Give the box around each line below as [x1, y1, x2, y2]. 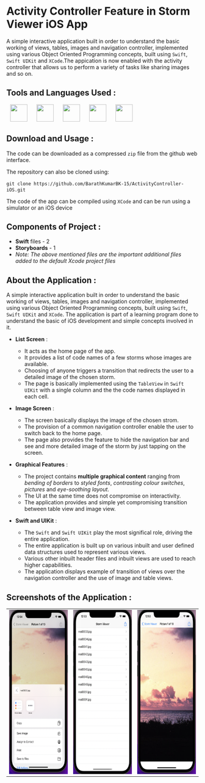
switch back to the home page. [24, 430, 103, 437]
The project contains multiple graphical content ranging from [24, 472, 181, 480]
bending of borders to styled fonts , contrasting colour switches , [24, 479, 185, 487]
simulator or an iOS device [6, 204, 73, 211]
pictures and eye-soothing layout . [24, 486, 110, 493]
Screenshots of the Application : [6, 592, 132, 603]
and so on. [6, 70, 34, 77]
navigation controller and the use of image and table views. [24, 575, 173, 582]
